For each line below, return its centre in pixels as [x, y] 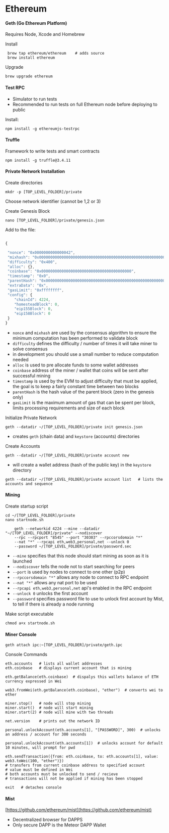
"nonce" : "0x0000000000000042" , [41, 252]
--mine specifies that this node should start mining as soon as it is [81, 556]
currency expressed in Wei [33, 681]
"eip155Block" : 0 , [33, 309]
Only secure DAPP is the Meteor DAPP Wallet [59, 825]
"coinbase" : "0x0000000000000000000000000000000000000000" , [72, 271]
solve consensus [30, 349]
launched [22, 561]
